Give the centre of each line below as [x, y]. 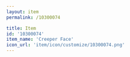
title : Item [21, 28]
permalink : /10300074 [33, 17]
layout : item [23, 12]
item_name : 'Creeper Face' [40, 40]
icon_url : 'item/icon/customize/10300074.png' [66, 45]
